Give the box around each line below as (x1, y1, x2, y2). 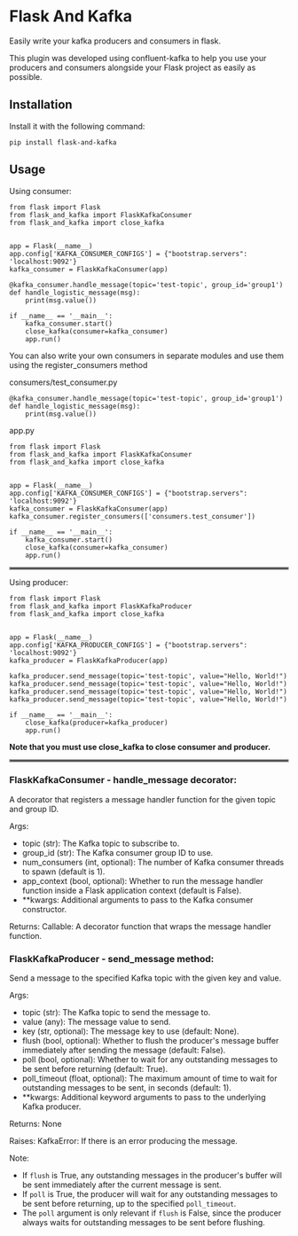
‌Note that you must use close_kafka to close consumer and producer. (9, 741, 271, 752)
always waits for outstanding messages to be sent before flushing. (21, 1217, 266, 1228)
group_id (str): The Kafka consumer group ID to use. (21, 847, 214, 857)
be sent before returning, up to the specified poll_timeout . (21, 1199, 237, 1209)
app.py (9, 425, 35, 435)
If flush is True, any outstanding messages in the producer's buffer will (21, 1170, 282, 1181)
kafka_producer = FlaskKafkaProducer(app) (9, 656, 169, 665)
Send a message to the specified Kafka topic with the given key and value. (9, 973, 282, 983)
